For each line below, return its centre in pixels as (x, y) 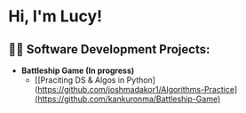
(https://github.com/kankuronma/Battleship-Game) (127, 99)
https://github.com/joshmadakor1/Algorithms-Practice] (138, 89)
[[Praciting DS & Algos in (79, 80)
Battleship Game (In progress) (78, 70)
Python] (141, 80)
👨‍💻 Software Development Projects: (109, 49)
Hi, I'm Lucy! (56, 16)
